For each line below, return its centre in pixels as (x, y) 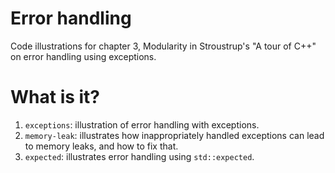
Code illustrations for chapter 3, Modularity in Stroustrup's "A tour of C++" (163, 46)
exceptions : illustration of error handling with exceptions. (142, 124)
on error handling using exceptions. (83, 56)
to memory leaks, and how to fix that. (101, 146)
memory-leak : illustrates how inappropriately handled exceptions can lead (174, 135)
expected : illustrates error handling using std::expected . (139, 156)
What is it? (55, 97)
